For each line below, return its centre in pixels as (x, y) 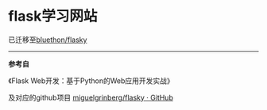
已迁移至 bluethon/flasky (48, 40)
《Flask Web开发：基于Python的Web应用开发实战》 (91, 81)
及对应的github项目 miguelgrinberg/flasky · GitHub (91, 97)
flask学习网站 (53, 16)
